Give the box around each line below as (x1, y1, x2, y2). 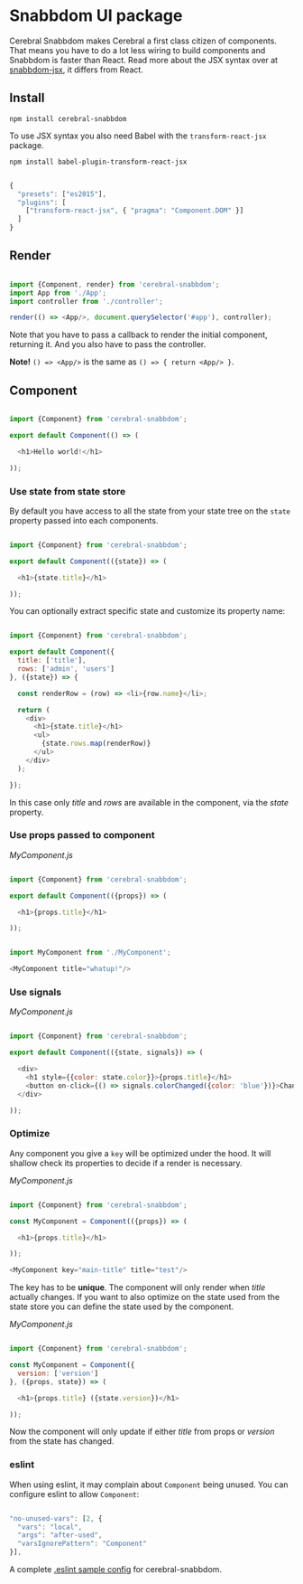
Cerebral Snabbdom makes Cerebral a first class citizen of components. (9, 35, 278, 46)
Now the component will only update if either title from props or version (9, 1426, 275, 1438)
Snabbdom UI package (9, 5, 183, 26)
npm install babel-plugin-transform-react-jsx (9, 157, 188, 166)
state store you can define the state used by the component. (9, 1301, 234, 1312)
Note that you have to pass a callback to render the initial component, (9, 329, 268, 340)
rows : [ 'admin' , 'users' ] (17, 665, 115, 674)
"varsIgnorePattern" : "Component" (17, 1539, 147, 1549)
